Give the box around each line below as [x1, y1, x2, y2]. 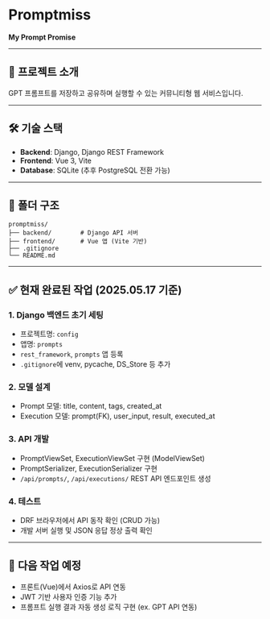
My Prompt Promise [8, 32, 76, 42]
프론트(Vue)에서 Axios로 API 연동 [19, 582, 126, 592]
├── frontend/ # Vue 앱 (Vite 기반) [8, 238, 148, 246]
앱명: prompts [19, 339, 63, 349]
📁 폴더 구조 [8, 198, 60, 212]
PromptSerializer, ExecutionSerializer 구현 [19, 463, 158, 473]
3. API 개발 [8, 434, 50, 445]
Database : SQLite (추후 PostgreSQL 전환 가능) [19, 165, 170, 175]
